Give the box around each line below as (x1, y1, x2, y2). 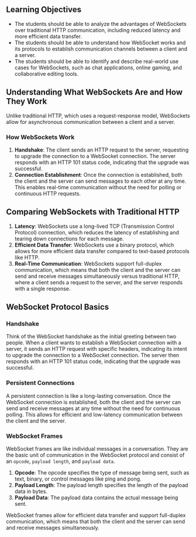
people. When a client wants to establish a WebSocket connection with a (6, 339, 181, 346)
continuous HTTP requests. (14, 190, 81, 197)
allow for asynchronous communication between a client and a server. (6, 118, 176, 125)
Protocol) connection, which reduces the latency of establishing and (14, 229, 180, 236)
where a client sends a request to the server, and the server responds (14, 278, 183, 286)
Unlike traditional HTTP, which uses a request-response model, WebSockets (6, 112, 190, 119)
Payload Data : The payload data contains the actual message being (14, 494, 178, 501)
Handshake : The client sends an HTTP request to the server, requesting (14, 146, 189, 153)
